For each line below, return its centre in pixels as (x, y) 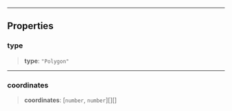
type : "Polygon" (47, 61)
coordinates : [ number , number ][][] (70, 100)
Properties (30, 26)
